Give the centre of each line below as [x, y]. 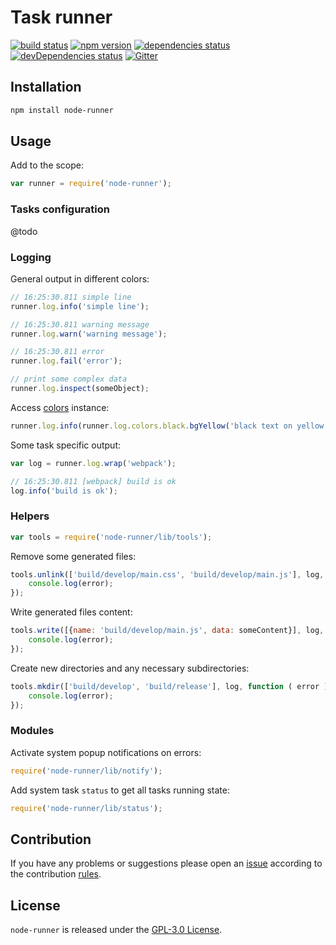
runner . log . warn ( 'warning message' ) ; [89, 334]
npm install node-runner [62, 110]
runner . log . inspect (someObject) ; [80, 389]
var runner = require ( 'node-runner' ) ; [91, 184]
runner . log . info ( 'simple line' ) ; [80, 306]
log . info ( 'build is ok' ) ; [64, 491]
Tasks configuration [60, 209]
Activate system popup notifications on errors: [106, 752]
